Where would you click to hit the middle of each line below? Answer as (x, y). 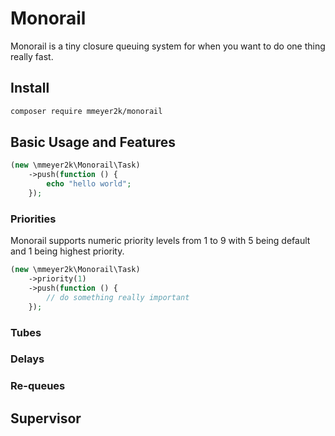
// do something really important (118, 297)
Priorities (33, 219)
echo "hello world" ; (89, 184)
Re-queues (38, 386)
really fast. (32, 56)
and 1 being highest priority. (67, 251)
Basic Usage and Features (93, 142)
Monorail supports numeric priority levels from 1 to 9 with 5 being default (160, 241)
